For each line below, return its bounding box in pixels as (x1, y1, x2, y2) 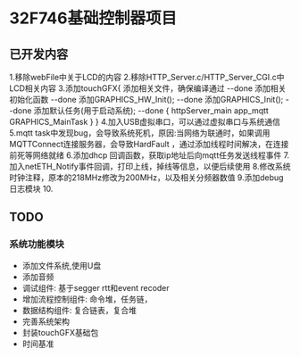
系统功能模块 (9, 238, 65, 251)
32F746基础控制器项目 (9, 8, 177, 29)
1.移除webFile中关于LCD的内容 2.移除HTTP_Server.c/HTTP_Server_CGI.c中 (9, 72, 285, 82)
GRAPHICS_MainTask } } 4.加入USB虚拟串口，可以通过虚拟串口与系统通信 (9, 117, 281, 127)
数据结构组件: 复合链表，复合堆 (21, 304, 137, 315)
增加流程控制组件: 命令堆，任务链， (21, 294, 153, 304)
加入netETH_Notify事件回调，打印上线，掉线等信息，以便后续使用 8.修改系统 (9, 162, 292, 171)
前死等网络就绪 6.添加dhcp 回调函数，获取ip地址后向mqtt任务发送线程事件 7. (9, 150, 290, 161)
